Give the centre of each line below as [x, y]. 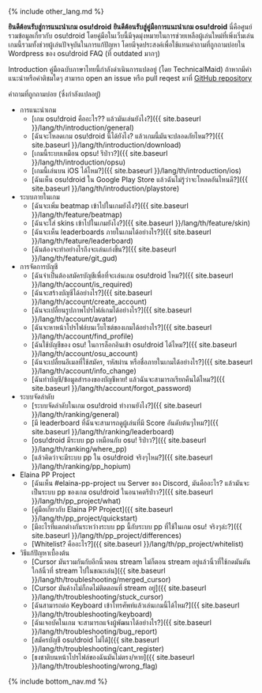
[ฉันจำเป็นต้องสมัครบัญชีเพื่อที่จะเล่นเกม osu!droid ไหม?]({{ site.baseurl [132, 275]
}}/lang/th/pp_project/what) [76, 501]
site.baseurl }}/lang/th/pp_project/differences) [107, 536]
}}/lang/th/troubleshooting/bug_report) [94, 631]
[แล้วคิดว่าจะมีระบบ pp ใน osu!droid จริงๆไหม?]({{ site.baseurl [122, 457]
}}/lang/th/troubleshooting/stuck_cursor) [97, 597]
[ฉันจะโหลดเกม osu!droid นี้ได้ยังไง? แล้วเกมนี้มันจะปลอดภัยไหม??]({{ [127, 136]
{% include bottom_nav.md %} [58, 681]
